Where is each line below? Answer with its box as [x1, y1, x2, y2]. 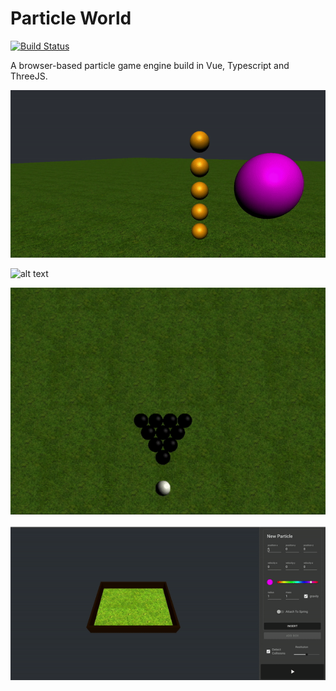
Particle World [10, 7, 132, 30]
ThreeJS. [10, 70, 48, 82]
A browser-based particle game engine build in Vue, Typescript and [10, 59, 290, 71]
